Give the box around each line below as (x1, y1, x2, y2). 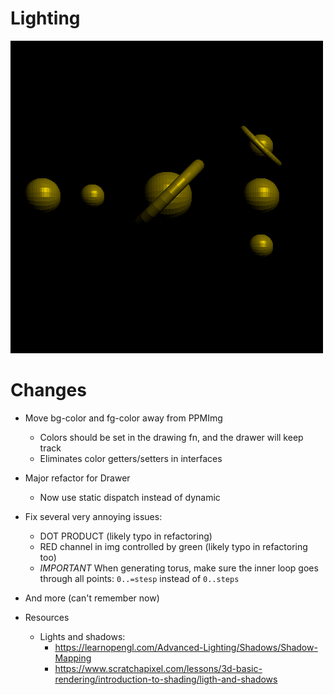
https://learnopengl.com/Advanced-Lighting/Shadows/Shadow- (54, 641, 318, 653)
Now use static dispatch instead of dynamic (39, 491, 221, 503)
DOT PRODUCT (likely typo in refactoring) (39, 530, 213, 542)
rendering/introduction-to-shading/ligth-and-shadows (54, 673, 278, 685)
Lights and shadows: (39, 630, 126, 642)
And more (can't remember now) (24, 592, 160, 604)
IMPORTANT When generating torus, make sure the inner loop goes (39, 562, 319, 574)
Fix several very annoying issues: (24, 510, 163, 522)
